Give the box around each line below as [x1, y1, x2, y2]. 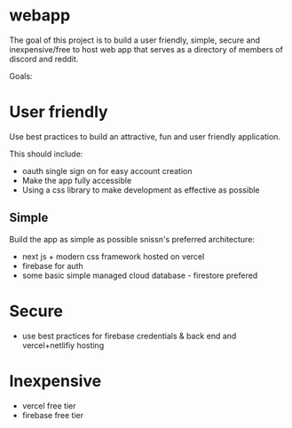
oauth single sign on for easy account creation [21, 165, 193, 176]
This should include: [9, 148, 83, 159]
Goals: [9, 70, 33, 81]
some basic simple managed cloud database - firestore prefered [21, 270, 258, 281]
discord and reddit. [9, 53, 79, 64]
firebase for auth [21, 260, 84, 271]
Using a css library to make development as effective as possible [21, 184, 260, 195]
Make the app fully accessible [21, 175, 132, 186]
